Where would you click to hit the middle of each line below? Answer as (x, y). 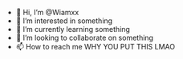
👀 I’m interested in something (64, 21)
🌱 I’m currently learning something (73, 29)
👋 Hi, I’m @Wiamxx (47, 12)
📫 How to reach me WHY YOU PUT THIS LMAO (95, 47)
